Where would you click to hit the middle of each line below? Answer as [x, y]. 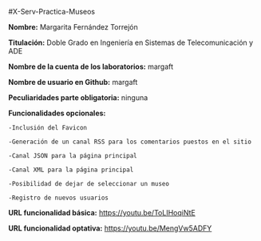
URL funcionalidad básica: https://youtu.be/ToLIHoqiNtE [102, 213]
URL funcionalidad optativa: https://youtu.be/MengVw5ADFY [110, 228]
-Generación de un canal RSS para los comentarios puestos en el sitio [130, 142]
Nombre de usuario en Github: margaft [73, 82]
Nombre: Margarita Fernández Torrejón [73, 27]
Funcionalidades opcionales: [57, 113]
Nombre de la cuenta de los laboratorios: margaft [91, 66]
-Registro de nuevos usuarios [59, 198]
